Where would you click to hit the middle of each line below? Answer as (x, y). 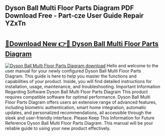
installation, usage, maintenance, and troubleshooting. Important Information (83, 86)
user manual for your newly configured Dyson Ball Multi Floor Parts (73, 71)
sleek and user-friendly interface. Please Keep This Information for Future (80, 118)
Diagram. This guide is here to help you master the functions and (71, 76)
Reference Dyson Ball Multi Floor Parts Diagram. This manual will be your (79, 123)
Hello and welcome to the (132, 66)
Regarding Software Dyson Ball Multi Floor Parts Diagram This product (77, 92)
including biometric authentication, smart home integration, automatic (76, 107)
